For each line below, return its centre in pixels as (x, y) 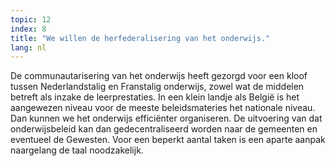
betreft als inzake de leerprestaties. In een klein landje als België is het (155, 97)
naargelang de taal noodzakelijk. (77, 150)
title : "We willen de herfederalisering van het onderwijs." (140, 38)
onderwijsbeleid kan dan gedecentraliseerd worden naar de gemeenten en (164, 129)
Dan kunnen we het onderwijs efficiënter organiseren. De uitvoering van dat (166, 118)
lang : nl (28, 47)
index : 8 (28, 29)
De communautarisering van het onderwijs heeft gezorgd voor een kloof (159, 76)
